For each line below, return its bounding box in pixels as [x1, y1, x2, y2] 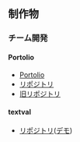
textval [8, 108, 31, 117]
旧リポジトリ [19, 89, 61, 98]
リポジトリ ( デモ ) [19, 126, 73, 135]
